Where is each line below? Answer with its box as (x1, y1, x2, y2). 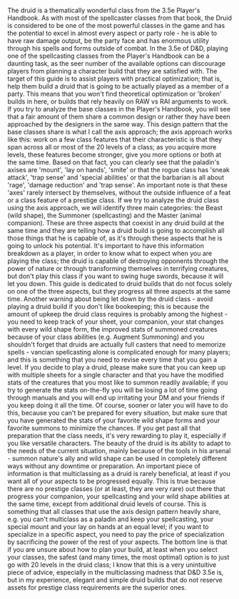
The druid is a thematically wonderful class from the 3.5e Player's (7, 6, 200, 14)
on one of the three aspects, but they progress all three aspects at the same (7, 287, 230, 295)
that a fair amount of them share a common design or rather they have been (7, 112, 230, 121)
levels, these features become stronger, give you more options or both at (7, 150, 222, 159)
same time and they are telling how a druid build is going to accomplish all (7, 227, 225, 234)
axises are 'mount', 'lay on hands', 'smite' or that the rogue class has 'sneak (7, 166, 230, 174)
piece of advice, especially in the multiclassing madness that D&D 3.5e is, (7, 568, 224, 576)
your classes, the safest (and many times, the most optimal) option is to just (7, 553, 230, 561)
